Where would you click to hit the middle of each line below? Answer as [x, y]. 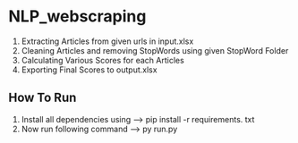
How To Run [43, 98]
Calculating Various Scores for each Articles [102, 60]
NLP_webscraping [77, 17]
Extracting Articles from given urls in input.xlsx [107, 41]
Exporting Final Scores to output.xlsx [89, 70]
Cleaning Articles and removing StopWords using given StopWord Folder [155, 50]
